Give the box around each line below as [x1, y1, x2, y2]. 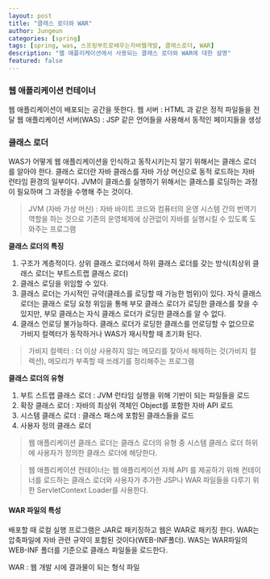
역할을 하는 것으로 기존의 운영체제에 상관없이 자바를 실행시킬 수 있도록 [27, 215, 248, 224]
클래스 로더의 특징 [8, 241, 64, 251]
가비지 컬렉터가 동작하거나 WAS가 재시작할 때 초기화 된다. [19, 329, 202, 339]
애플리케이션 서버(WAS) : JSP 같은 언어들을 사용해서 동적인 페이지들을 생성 [25, 115, 262, 125]
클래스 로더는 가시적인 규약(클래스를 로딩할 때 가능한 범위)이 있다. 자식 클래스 [19, 289, 262, 298]
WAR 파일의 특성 [8, 506, 62, 515]
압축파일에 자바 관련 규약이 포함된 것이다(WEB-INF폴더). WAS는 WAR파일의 [8, 535, 248, 544]
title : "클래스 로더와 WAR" [8, 19, 93, 27]
